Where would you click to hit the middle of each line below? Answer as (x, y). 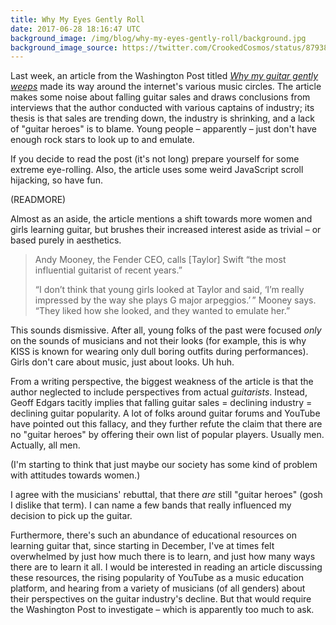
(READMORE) (38, 200)
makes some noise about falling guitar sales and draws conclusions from (160, 97)
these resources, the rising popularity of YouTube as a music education (157, 578)
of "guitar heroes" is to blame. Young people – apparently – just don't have (163, 129)
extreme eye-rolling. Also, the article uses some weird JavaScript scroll (157, 170)
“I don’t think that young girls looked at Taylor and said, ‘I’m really (169, 290)
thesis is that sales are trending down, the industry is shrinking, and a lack (162, 118)
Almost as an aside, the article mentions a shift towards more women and (161, 219)
